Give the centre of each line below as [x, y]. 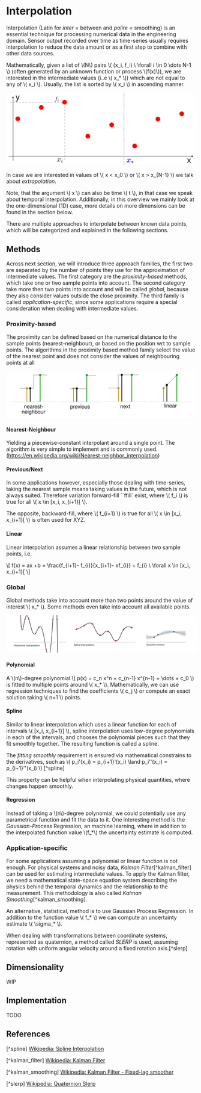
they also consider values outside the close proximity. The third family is [95, 296]
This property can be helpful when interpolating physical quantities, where [98, 779]
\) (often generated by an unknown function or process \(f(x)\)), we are [94, 71]
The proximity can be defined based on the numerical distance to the [91, 337]
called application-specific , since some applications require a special [92, 302]
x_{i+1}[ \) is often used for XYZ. [46, 520]
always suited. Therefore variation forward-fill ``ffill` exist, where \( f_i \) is [97, 495]
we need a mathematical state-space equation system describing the [92, 881]
